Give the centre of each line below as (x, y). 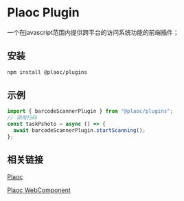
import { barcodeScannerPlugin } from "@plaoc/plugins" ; (90, 111)
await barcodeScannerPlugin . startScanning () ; (80, 131)
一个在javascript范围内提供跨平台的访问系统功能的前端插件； (93, 32)
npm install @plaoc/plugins (47, 72)
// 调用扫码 (22, 118)
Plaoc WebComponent (39, 190)
